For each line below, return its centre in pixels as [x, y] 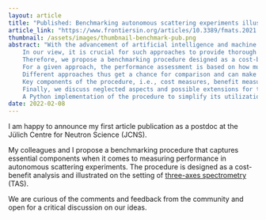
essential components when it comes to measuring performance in [118, 158]
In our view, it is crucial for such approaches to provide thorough [140, 52]
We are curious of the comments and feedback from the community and [126, 199]
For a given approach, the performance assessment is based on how [136, 67]
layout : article [35, 15]
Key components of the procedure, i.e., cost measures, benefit [131, 82]
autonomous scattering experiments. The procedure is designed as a [121, 167]
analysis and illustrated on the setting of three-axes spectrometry [140, 176]
